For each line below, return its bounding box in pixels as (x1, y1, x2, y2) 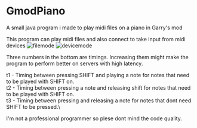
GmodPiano (6, 4, 66, 18)
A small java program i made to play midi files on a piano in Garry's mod (6, 24, 183, 31)
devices (6, 42, 26, 49)
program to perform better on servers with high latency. (6, 60, 143, 67)
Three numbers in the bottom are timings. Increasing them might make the (6, 53, 189, 60)
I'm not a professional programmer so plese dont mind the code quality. (6, 115, 182, 122)
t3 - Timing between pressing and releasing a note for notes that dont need (6, 97, 192, 104)
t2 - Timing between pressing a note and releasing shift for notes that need (6, 84, 191, 91)
